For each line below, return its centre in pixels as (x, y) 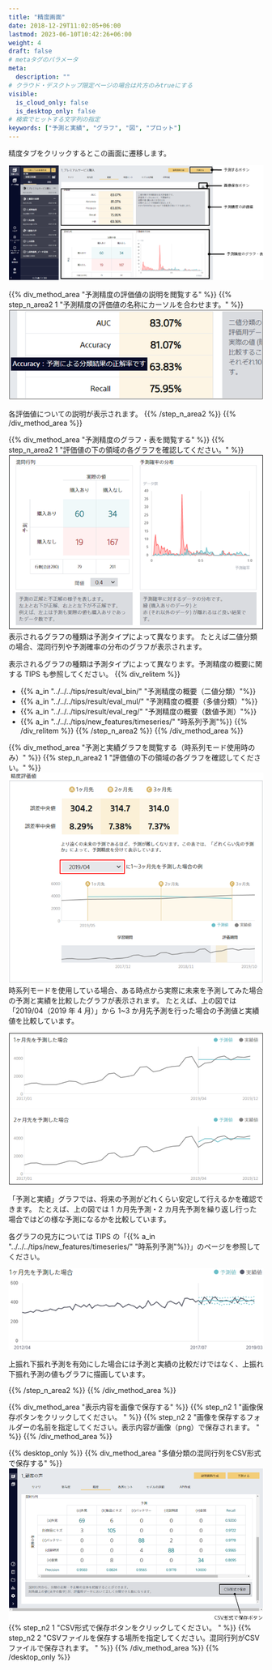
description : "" (43, 77)
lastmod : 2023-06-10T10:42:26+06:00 (70, 34)
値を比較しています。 (44, 1020)
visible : (23, 94)
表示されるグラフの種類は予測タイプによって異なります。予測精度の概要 (128, 663)
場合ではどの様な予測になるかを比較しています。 (90, 1220)
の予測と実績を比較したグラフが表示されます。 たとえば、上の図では (123, 1000)
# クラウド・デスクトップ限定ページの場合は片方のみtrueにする (100, 85)
